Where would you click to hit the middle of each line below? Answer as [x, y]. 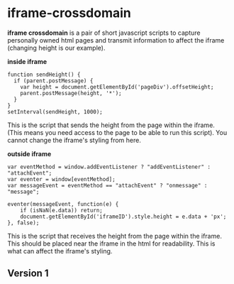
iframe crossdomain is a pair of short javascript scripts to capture [104, 33]
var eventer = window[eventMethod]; [61, 179]
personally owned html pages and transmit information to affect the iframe [116, 40]
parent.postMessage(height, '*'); [71, 93]
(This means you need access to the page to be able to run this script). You [117, 132]
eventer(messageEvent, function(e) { [63, 204]
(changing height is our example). [56, 48]
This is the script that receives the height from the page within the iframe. [115, 236]
